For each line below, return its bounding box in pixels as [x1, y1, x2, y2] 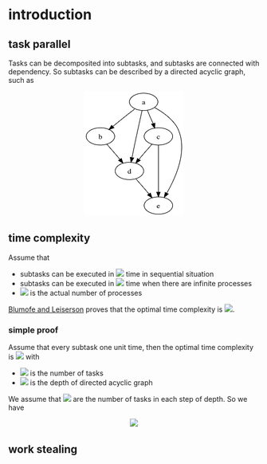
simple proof [8, 324, 59, 336]
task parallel [8, 37, 71, 51]
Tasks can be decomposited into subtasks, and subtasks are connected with [8, 58, 260, 68]
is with [8, 352, 40, 362]
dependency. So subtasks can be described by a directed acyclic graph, [8, 67, 245, 77]
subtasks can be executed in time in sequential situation [19, 269, 214, 278]
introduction [8, 6, 92, 24]
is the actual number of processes [29, 288, 143, 297]
